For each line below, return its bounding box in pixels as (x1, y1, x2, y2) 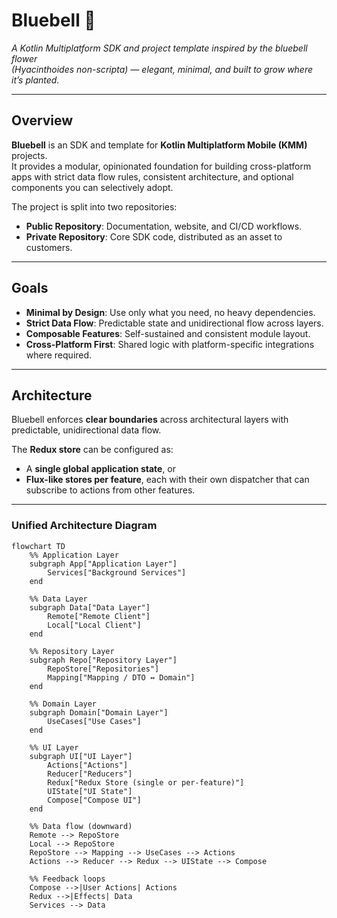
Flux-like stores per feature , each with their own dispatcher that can (25, 474, 310, 486)
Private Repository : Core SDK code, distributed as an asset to (25, 230, 283, 243)
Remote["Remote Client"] (47, 611, 151, 621)
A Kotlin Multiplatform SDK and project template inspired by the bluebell (11, 42, 308, 54)
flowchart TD (11, 541, 66, 551)
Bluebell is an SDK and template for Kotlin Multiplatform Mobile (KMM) (11, 139, 308, 151)
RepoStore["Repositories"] (47, 664, 160, 674)
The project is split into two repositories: (11, 200, 178, 213)
